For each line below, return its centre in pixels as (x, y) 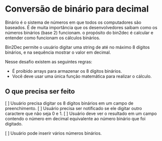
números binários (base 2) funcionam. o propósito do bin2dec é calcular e (79, 32)
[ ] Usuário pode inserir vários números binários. (53, 133)
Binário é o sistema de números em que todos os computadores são (73, 22)
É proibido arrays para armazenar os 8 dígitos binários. (67, 71)
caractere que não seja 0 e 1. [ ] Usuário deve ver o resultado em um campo (81, 113)
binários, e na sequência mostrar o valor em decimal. (58, 52)
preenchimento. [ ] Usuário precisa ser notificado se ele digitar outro (73, 108)
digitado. (14, 124)
